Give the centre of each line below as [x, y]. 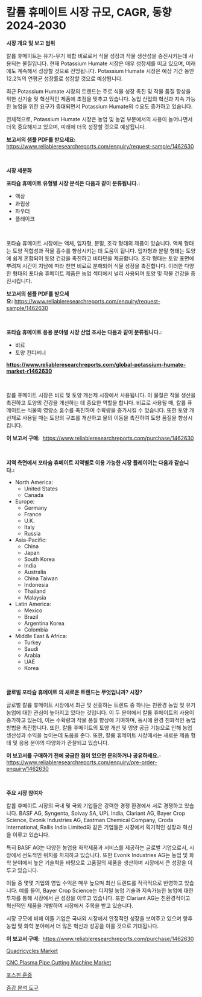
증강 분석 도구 [23, 987]
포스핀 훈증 [19, 975]
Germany [35, 508]
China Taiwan [41, 578]
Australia [35, 572]
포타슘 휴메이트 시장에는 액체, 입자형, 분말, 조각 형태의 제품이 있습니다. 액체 [94, 243]
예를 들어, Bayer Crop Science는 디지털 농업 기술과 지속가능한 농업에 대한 [106, 890]
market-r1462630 [29, 371]
